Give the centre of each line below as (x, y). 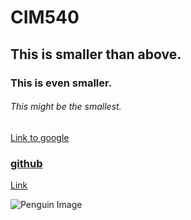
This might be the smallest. (66, 107)
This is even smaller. (61, 83)
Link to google (40, 137)
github (26, 163)
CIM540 (45, 17)
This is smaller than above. (96, 54)
